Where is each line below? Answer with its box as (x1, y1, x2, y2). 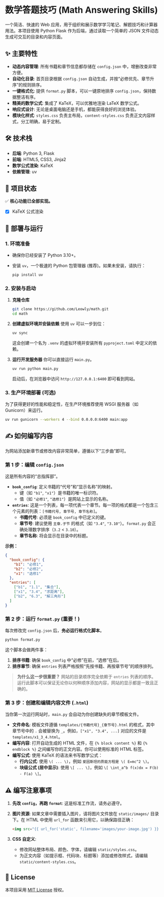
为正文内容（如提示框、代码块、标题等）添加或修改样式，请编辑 (19, 852, 148, 858)
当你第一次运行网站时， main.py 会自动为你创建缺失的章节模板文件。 (5, 712, 142, 717)
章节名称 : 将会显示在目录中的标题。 (19, 533, 91, 539)
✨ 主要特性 (5, 49, 38, 58)
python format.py (5, 637, 41, 642)
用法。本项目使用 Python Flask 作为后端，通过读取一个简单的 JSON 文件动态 (5, 27, 159, 33)
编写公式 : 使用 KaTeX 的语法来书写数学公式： (12, 752, 103, 759)
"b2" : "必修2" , (14, 566, 43, 572)
